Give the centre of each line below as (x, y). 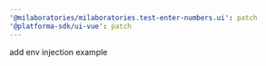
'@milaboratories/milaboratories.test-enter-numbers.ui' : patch (133, 18)
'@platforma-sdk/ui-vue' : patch (70, 26)
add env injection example (59, 52)
